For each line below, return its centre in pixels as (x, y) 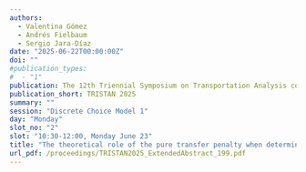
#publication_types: (49, 69)
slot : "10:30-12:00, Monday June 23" (81, 137)
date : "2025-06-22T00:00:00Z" (67, 52)
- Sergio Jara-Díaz (55, 43)
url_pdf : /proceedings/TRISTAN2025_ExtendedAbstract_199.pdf (128, 153)
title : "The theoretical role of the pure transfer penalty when (136, 145)
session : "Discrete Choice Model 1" (79, 111)
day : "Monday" (36, 119)
